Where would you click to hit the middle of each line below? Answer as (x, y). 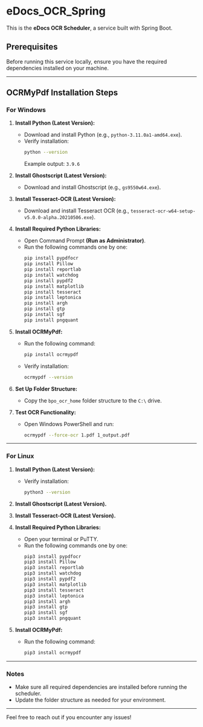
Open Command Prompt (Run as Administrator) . (85, 241)
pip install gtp (44, 309)
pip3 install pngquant (53, 619)
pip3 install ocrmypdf (53, 653)
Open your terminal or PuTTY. (61, 539)
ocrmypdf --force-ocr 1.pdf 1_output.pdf (77, 435)
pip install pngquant (51, 320)
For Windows (26, 110)
